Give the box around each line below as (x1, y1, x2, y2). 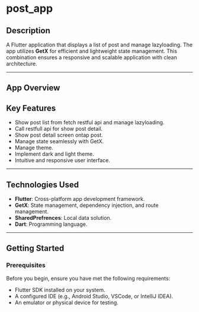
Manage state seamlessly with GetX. (14, 138, 104, 145)
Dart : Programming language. (14, 220, 88, 228)
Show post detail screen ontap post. (14, 131, 104, 138)
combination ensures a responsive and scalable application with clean (6, 54, 178, 61)
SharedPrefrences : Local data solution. (14, 215, 112, 222)
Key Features (6, 103, 56, 113)
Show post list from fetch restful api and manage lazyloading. (14, 119, 165, 126)
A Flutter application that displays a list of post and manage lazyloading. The (6, 41, 193, 48)
